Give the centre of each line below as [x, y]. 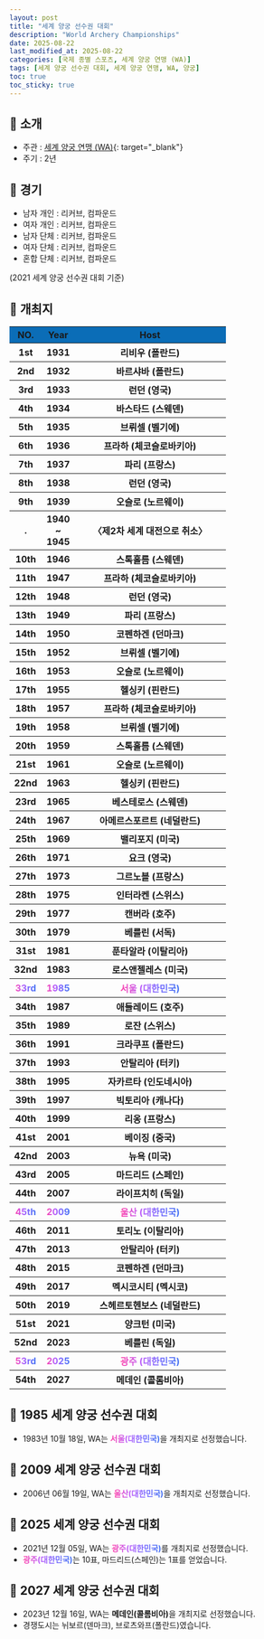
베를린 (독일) [150, 1343]
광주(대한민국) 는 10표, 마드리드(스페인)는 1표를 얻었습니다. [125, 1559]
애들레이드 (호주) [150, 1007]
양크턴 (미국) [150, 1324]
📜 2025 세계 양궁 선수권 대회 [85, 1525]
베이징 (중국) [150, 1138]
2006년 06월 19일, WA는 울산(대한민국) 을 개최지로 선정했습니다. [136, 1493]
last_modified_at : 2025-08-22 [66, 52]
